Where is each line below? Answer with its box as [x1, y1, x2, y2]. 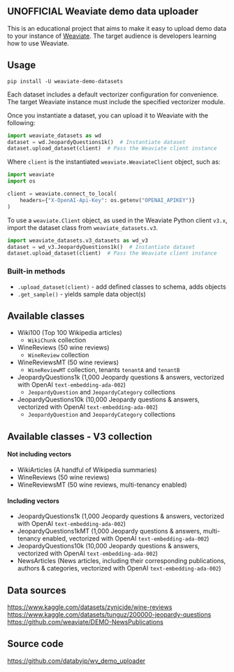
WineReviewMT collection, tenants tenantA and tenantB [27, 366, 180, 374]
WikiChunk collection [27, 336, 86, 345]
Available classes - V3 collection [7, 430, 152, 443]
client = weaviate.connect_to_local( [7, 190, 117, 197]
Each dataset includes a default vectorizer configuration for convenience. [7, 90, 219, 99]
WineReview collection [27, 351, 89, 359]
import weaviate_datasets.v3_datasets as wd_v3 [7, 237, 149, 244]
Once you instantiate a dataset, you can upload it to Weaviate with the [7, 111, 208, 120]
